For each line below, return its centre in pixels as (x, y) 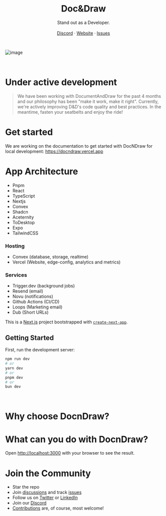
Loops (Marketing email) (37, 307)
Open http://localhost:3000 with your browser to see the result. (70, 453)
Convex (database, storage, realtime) (50, 257)
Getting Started (30, 338)
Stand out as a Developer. (83, 22)
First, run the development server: (40, 350)
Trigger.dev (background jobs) (43, 286)
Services (16, 275)
